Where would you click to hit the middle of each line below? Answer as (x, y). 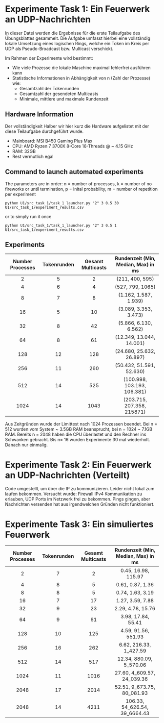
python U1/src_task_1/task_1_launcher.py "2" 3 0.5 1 (61, 225)
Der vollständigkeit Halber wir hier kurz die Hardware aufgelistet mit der (77, 126)
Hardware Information (39, 114)
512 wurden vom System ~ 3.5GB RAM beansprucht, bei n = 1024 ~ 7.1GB (79, 429)
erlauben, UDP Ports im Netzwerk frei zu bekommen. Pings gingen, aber (78, 499)
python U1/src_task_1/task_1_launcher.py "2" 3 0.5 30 (62, 203)
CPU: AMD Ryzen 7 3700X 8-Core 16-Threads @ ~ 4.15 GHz (72, 146)
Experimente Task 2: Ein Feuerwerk (78, 465)
